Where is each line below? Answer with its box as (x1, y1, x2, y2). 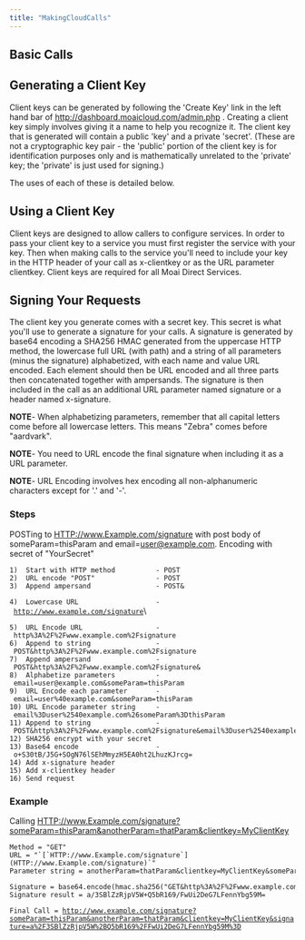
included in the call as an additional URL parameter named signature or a (9, 384, 281, 395)
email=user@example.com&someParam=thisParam (13, 678, 184, 688)
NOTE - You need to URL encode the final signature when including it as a (9, 449, 284, 460)
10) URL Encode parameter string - (9, 702, 161, 711)
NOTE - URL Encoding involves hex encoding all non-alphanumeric (9, 476, 259, 487)
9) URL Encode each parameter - (9, 687, 161, 696)
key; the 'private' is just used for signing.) (9, 160, 165, 171)
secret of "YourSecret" (9, 548, 95, 559)
